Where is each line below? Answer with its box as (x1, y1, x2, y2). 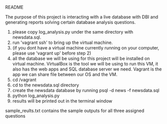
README (5, 4, 24, 10)
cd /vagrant (12, 77, 36, 82)
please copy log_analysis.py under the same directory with (12, 29, 134, 34)
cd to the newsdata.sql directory (12, 82, 79, 88)
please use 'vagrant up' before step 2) (12, 50, 91, 56)
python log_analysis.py (12, 92, 60, 98)
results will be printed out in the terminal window (12, 98, 113, 104)
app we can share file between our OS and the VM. (12, 71, 118, 77)
